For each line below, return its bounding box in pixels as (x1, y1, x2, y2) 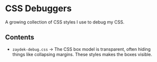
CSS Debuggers (5, 3, 72, 14)
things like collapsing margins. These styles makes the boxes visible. (12, 51, 153, 57)
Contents (5, 33, 35, 41)
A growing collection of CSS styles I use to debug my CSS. (5, 19, 125, 25)
